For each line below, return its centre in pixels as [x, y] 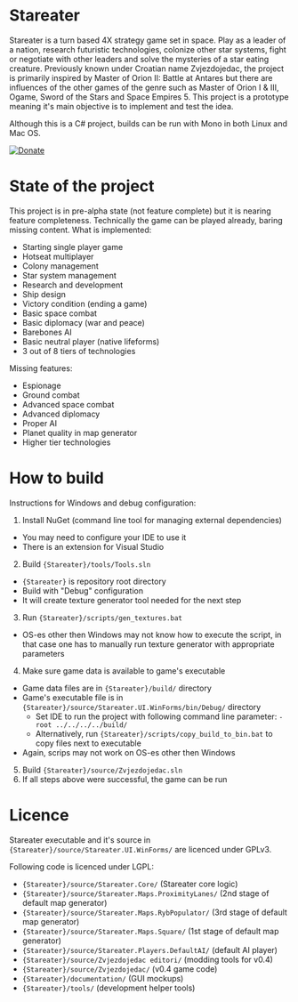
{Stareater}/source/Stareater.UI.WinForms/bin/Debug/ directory [141, 707]
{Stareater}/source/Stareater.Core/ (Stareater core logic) [130, 884]
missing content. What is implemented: [81, 230]
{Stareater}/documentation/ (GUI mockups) [103, 978]
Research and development [72, 285]
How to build [56, 478]
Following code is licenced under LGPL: [81, 866]
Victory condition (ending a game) [85, 303]
